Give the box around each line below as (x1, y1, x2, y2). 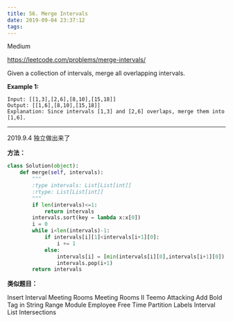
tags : (7, 23, 23, 30)
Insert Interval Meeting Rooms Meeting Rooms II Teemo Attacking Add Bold (7, 293, 223, 302)
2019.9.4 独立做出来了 (7, 134, 71, 143)
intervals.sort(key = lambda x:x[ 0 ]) (32, 214, 141, 221)
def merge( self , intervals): (19, 169, 104, 176)
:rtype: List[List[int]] (32, 188, 104, 195)
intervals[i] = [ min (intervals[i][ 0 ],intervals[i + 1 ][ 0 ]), (56, 253, 228, 260)
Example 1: (7, 83, 40, 91)
